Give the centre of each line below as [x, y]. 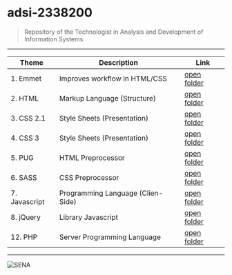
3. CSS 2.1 [28, 118]
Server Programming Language [110, 237]
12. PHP [24, 237]
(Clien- [151, 193]
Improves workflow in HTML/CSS [113, 79]
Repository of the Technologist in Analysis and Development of [114, 32]
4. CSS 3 [25, 138]
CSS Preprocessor [89, 177]
